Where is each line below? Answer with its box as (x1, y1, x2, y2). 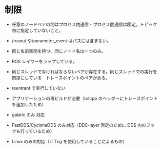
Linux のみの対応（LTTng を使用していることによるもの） (11, 138, 127, 144)
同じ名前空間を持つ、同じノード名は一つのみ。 (11, 48, 106, 54)
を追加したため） (11, 101, 46, 107)
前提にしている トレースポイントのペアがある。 (11, 75, 110, 81)
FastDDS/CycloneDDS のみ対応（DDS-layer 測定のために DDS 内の (11, 122, 146, 128)
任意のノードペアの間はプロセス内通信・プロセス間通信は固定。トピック (11, 21, 157, 27)
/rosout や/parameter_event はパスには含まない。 (11, 37, 111, 44)
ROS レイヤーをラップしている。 (11, 58, 78, 64)
